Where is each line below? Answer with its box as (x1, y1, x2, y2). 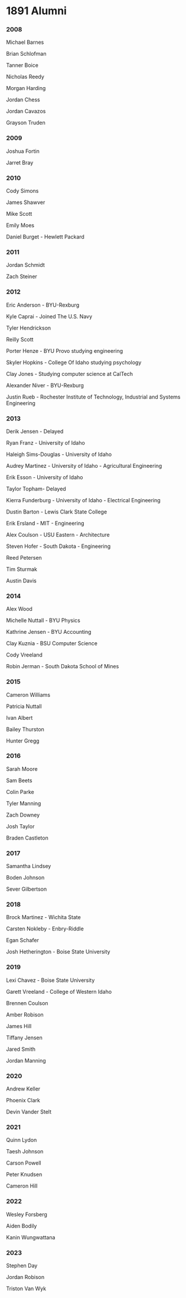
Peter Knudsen (6, 1171, 43, 1178)
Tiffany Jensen (6, 1034, 43, 1041)
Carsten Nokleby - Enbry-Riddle (6, 925, 84, 932)
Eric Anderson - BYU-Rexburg (6, 301, 80, 308)
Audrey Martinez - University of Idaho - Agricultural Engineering (6, 462, 162, 469)
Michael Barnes (6, 39, 44, 46)
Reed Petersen (6, 554, 43, 561)
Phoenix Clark (6, 1097, 40, 1104)
